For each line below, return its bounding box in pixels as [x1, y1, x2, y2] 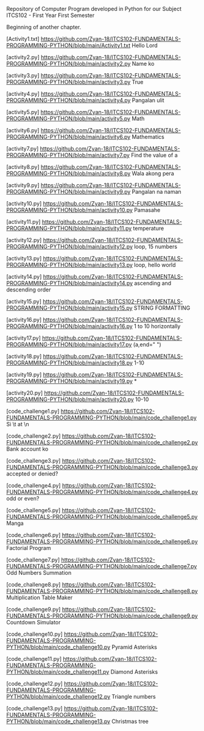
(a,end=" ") [133, 341, 161, 348]
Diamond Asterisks [110, 668, 158, 676]
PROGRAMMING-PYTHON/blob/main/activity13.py [6, 262, 133, 268]
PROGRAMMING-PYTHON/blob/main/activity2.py [6, 60, 131, 67]
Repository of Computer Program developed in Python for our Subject [6, 5, 181, 12]
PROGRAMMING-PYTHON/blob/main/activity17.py [6, 341, 132, 348]
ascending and [133, 280, 172, 287]
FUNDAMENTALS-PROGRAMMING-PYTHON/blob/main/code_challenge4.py [6, 488, 198, 496]
